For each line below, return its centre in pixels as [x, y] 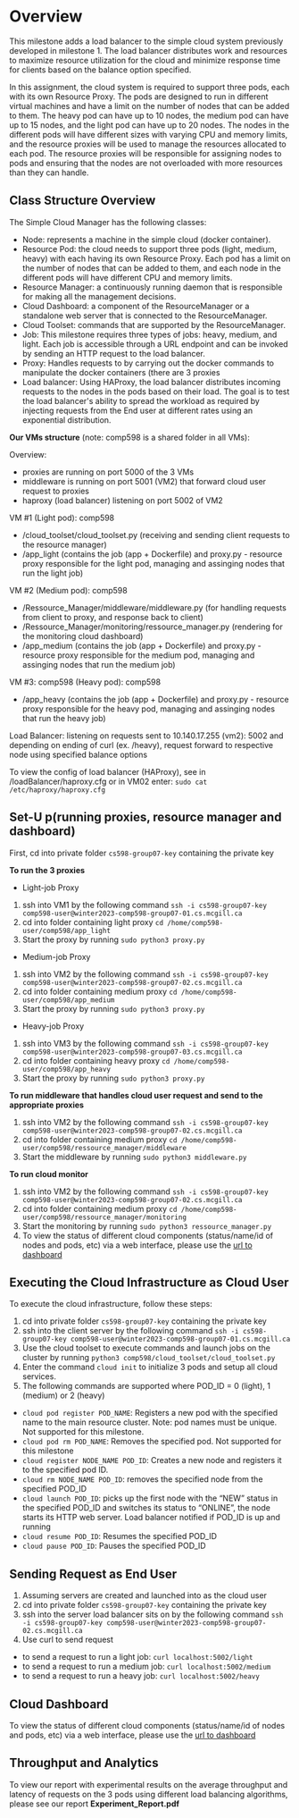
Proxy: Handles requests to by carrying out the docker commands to [148, 363]
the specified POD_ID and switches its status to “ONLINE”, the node [146, 1508]
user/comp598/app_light [66, 930]
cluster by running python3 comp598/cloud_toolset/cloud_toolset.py [149, 1358]
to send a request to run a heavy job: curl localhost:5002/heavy [141, 1676]
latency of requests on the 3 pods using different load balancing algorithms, [149, 1794]
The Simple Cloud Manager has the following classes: [108, 222]
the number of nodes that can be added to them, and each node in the [151, 268]
